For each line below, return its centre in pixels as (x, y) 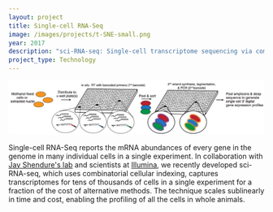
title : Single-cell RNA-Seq (56, 26)
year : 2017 (27, 43)
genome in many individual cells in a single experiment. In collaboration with (136, 156)
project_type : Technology (52, 60)
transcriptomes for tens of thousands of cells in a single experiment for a (130, 182)
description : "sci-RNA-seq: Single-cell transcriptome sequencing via (130, 52)
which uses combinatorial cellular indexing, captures (130, 173)
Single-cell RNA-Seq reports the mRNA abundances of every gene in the (130, 147)
